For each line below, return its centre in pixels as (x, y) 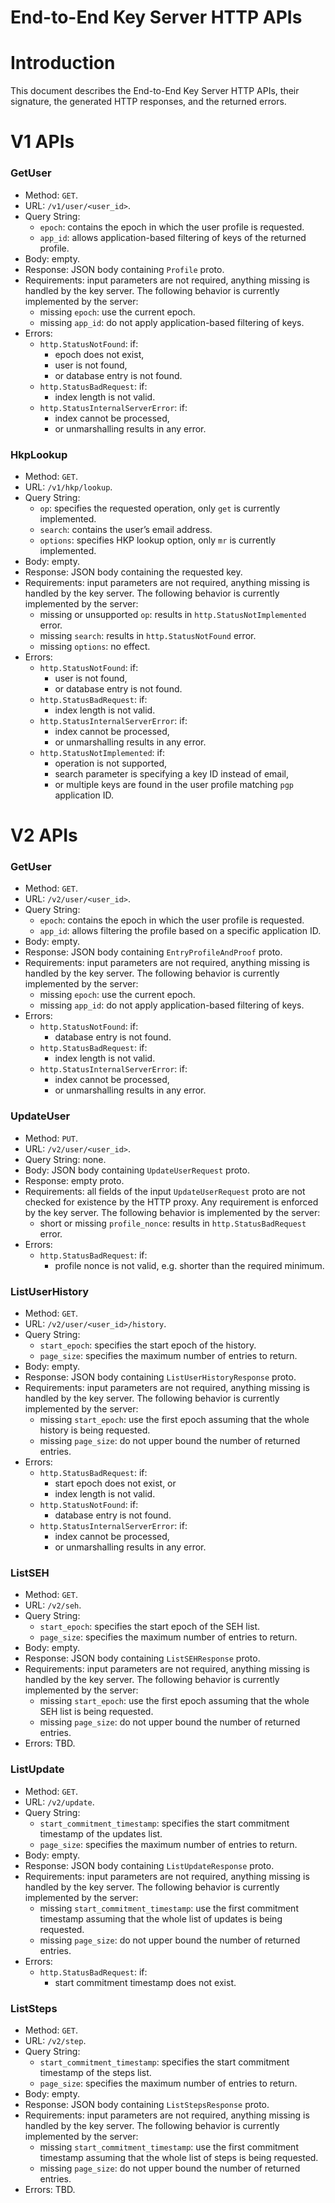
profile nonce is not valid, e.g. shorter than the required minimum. (189, 1265)
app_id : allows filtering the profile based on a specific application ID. (180, 931)
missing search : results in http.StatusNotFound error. (148, 635)
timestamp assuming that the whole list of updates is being (161, 1918)
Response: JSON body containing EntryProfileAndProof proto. (153, 952)
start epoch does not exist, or (115, 1483)
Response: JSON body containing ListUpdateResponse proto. (149, 1865)
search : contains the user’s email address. (126, 529)
